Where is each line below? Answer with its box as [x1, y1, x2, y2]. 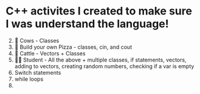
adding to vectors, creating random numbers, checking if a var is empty [14, 62, 195, 70]
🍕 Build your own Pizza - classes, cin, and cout [14, 43, 132, 51]
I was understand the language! [5, 17, 169, 31]
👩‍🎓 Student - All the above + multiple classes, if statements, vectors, [14, 56, 187, 63]
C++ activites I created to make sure [5, 4, 193, 18]
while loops [14, 75, 44, 83]
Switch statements [14, 69, 61, 76]
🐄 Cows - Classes [14, 37, 60, 44]
